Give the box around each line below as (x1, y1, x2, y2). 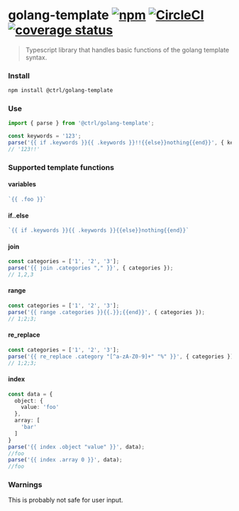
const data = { (8, 391, 53, 398)
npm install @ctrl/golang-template (8, 87, 113, 94)
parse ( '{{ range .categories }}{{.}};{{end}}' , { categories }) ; (8, 308, 205, 315)
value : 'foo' (21, 404, 60, 411)
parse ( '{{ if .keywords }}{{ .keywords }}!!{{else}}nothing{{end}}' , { (8, 139, 224, 147)
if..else (8, 211, 29, 220)
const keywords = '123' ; (8, 133, 82, 140)
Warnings (8, 480, 43, 490)
